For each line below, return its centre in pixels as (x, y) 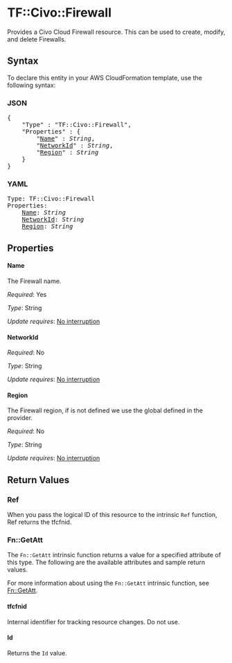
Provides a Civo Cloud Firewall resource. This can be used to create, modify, (116, 32)
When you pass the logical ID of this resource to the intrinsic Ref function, (112, 515)
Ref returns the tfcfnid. (39, 522)
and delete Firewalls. (37, 39)
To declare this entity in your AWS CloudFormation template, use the (105, 78)
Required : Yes (27, 294)
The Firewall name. (34, 281)
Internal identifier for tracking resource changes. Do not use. (93, 621)
